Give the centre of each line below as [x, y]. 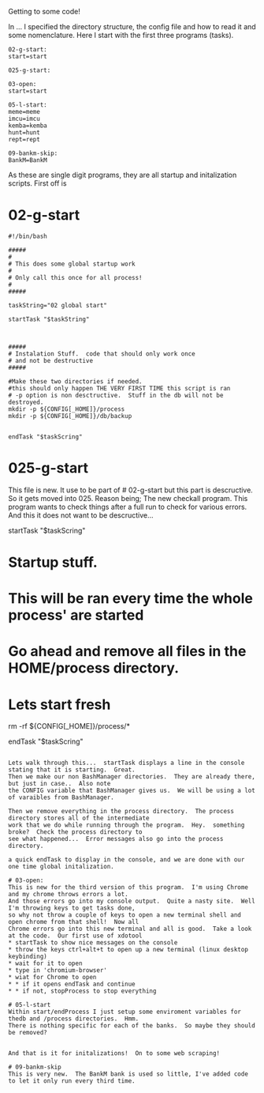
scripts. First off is [37, 183]
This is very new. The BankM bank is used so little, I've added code [128, 1074]
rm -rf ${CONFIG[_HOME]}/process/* [69, 726]
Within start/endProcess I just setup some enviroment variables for [125, 1012]
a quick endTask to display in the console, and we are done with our [126, 860]
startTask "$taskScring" [47, 530]
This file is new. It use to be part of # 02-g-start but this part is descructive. [131, 490]
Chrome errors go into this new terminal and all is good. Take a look [130, 929]
